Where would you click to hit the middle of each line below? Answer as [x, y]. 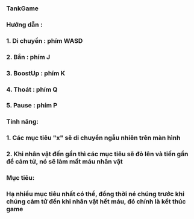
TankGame [23, 8]
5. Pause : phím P [32, 106]
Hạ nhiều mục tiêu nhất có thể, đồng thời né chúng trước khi [95, 194]
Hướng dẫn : [24, 24]
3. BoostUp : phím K [36, 73]
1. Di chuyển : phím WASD [45, 40]
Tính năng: [23, 122]
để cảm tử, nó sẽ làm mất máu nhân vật [65, 162]
